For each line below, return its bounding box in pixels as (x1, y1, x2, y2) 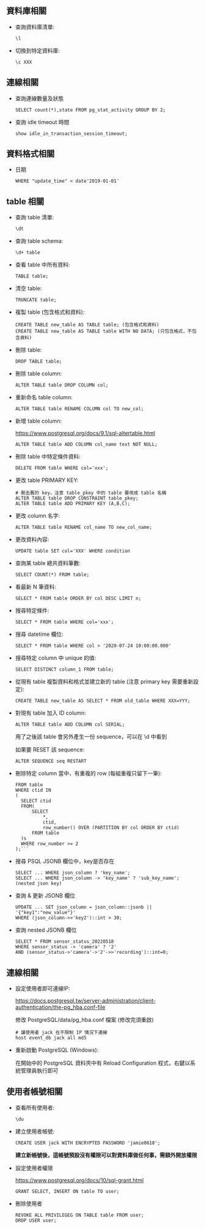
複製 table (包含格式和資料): (15, 308, 85, 316)
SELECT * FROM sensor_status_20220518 (15, 939, 114, 945)
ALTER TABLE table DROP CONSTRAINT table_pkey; (15, 495, 138, 501)
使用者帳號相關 (6, 1087, 63, 1097)
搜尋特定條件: (15, 607, 49, 614)
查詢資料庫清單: (15, 23, 55, 31)
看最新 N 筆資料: (15, 583, 57, 591)
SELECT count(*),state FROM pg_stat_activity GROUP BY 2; (15, 106, 166, 113)
